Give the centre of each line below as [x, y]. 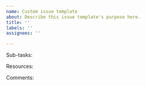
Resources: [20, 66]
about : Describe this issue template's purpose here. [74, 17]
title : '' [18, 22]
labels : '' [19, 28]
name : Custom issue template [42, 11]
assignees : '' [24, 33]
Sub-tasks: [19, 55]
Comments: [20, 78]
